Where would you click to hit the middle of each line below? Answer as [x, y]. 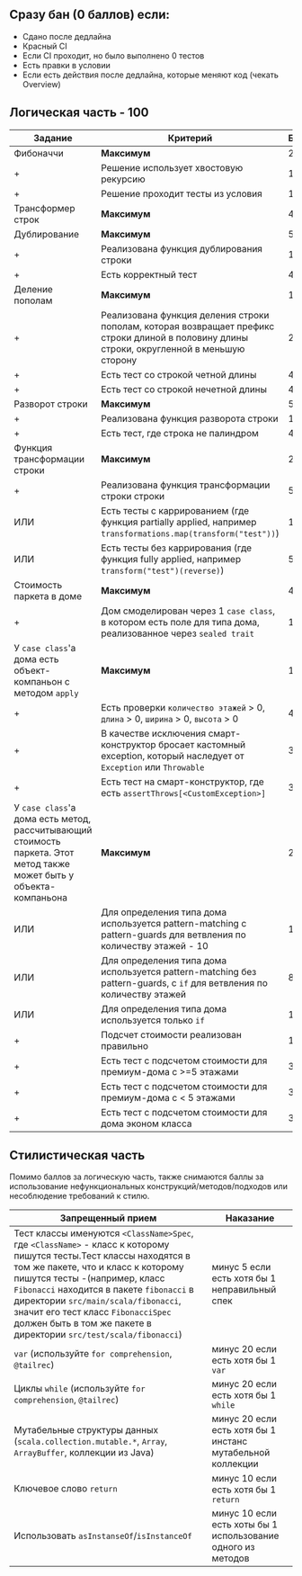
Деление [34, 289]
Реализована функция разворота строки [189, 418]
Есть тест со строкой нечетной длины [184, 389]
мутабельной [241, 1453]
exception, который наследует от [172, 756]
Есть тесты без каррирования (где [176, 548]
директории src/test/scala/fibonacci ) [98, 1335]
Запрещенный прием [108, 1218]
